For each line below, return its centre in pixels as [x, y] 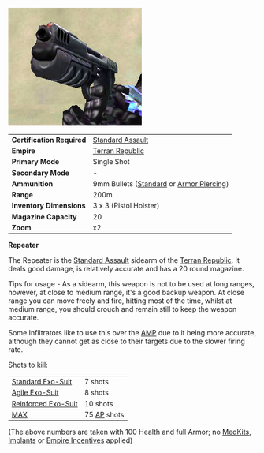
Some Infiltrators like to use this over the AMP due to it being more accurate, [132, 333]
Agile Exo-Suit [35, 393]
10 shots [99, 403]
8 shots [96, 393]
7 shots [96, 382]
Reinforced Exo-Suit [45, 403]
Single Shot [111, 162]
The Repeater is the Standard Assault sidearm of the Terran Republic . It [124, 260]
